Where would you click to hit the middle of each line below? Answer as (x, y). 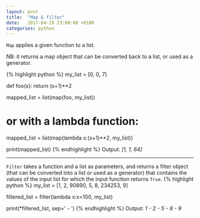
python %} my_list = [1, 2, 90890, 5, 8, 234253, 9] (67, 185)
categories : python (30, 28)
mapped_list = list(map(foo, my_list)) (51, 97)
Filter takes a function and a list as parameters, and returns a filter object (97, 166)
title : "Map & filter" (36, 17)
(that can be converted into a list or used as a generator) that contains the (97, 173)
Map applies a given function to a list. (51, 45)
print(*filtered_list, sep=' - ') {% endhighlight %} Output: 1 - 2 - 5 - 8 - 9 (94, 208)
